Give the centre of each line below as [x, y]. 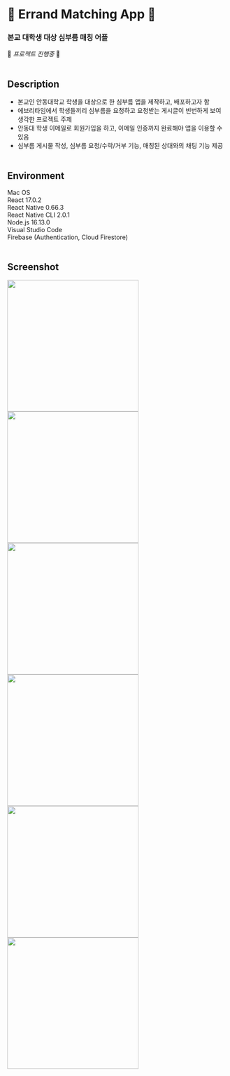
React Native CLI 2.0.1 [38, 215]
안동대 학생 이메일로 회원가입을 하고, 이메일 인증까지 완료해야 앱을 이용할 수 [120, 128]
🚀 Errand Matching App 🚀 [81, 14]
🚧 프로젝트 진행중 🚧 [34, 54]
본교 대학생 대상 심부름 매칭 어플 [58, 38]
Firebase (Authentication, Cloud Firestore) [67, 237]
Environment [36, 176]
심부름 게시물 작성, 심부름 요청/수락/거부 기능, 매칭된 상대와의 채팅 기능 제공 [120, 146]
